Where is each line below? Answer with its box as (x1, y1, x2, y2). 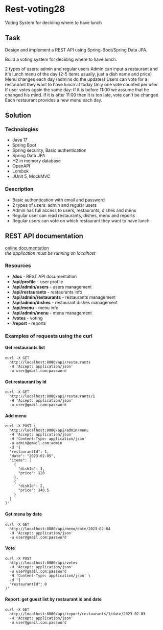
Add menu (5, 412, 27, 418)
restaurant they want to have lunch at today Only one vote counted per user (5, 81, 158, 87)
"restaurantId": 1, (9, 449, 49, 454)
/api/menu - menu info (12, 305, 59, 311)
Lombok (12, 168, 29, 174)
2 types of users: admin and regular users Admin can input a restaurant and (5, 66, 158, 72)
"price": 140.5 (18, 488, 49, 493)
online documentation (5, 245, 49, 251)
